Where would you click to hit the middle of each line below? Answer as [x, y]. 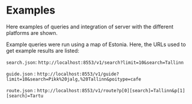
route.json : [21, 90]
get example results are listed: [43, 50]
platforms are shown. [32, 32]
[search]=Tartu [25, 96]
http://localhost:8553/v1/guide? [78, 74]
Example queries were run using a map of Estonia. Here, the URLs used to [96, 44]
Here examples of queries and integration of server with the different [90, 27]
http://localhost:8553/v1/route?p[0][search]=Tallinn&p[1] [111, 90]
